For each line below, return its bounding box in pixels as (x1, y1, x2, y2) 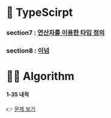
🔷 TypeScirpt (6, 6, 73, 20)
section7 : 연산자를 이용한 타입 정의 (6, 29, 105, 37)
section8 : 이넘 (6, 46, 50, 55)
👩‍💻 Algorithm (6, 70, 75, 83)
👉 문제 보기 (6, 105, 36, 112)
